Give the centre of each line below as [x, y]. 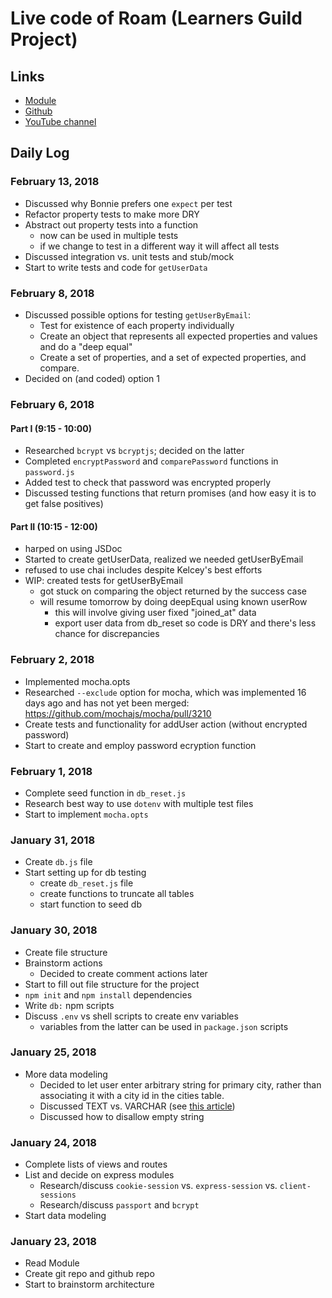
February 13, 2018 [55, 182]
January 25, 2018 [53, 1052]
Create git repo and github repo [89, 1274]
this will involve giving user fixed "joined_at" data [155, 613]
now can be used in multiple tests [109, 235]
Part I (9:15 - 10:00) [51, 428]
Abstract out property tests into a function [111, 224]
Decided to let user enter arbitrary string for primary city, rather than [180, 1084]
